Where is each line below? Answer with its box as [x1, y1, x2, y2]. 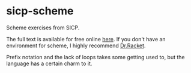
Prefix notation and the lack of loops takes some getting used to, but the [6, 53, 185, 60]
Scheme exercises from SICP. [6, 24, 80, 31]
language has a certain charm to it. [6, 60, 92, 67]
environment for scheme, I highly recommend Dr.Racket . [6, 42, 146, 49]
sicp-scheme [6, 4, 74, 18]
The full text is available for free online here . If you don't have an [6, 35, 166, 42]
